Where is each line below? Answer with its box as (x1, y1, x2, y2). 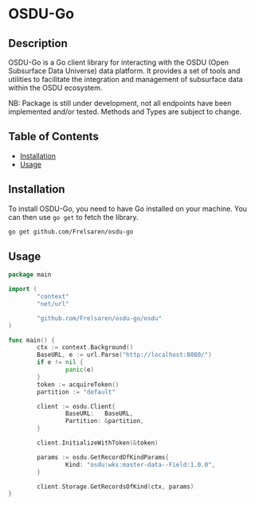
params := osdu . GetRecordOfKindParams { (37, 453, 170, 461)
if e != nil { (37, 358, 84, 366)
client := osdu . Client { (37, 402, 116, 410)
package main (8, 271, 52, 279)
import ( (8, 285, 37, 293)
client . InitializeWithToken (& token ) (37, 439, 159, 447)
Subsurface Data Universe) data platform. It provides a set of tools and (8, 66, 241, 76)
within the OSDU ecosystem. (8, 83, 103, 92)
